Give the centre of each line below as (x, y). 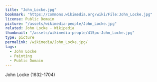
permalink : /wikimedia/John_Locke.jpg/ (47, 42)
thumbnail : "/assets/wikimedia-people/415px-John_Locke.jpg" (70, 33)
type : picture (20, 38)
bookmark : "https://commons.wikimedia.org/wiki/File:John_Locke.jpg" (79, 14)
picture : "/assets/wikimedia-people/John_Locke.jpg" (61, 24)
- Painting (21, 56)
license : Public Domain (30, 19)
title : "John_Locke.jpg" (31, 10)
